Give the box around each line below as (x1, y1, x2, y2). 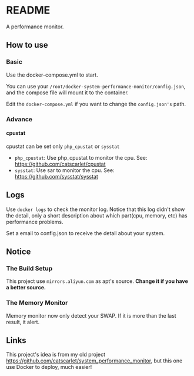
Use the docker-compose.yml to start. (6, 71, 98, 78)
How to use (6, 40, 48, 50)
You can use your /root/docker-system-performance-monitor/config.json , (6, 83, 186, 90)
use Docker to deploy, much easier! (6, 364, 92, 371)
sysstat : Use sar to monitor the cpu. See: (14, 166, 115, 174)
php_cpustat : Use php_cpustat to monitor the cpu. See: (14, 154, 148, 161)
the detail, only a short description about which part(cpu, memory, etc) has (6, 212, 188, 219)
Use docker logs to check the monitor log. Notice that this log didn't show (6, 206, 185, 213)
